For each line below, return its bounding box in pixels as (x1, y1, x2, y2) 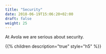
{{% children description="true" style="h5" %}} (5, 43, 102, 49)
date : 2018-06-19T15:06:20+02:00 (5, 12, 74, 17)
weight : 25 (5, 20, 27, 26)
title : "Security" (5, 7, 43, 12)
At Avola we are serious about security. (5, 34, 84, 40)
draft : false (5, 16, 32, 21)
